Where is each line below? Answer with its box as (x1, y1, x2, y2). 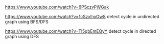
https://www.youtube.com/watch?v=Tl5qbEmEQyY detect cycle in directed (5, 28, 156, 34)
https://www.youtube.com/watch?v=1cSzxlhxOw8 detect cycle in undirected (5, 14, 160, 19)
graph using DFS (5, 34, 39, 39)
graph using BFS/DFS (5, 19, 49, 24)
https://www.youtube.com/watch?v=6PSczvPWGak (5, 4, 109, 10)
